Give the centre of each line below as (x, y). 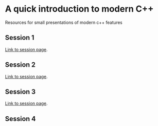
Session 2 (20, 65)
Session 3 (20, 92)
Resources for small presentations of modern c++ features (64, 22)
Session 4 (20, 118)
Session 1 (20, 38)
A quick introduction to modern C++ (79, 9)
